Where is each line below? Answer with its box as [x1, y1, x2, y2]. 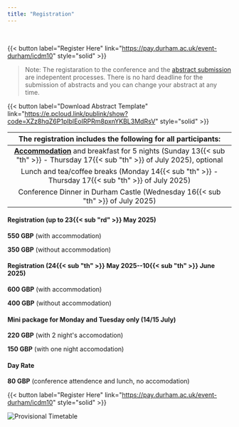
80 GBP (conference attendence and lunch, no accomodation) [7, 377, 190, 386]
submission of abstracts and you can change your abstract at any [24, 80, 218, 89]
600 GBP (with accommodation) [7, 285, 102, 294]
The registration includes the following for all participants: [18, 133, 221, 143]
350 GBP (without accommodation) [7, 245, 112, 254]
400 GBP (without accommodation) [7, 299, 112, 307]
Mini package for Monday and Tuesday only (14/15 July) [7, 315, 176, 324]
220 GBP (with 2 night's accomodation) [7, 331, 124, 339]
